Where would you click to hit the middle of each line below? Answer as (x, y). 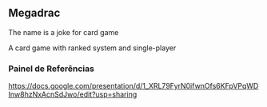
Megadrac (34, 13)
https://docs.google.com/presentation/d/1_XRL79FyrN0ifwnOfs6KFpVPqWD (133, 86)
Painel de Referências (51, 69)
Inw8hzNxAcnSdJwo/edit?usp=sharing (73, 94)
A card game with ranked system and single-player (92, 48)
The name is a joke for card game (64, 32)
